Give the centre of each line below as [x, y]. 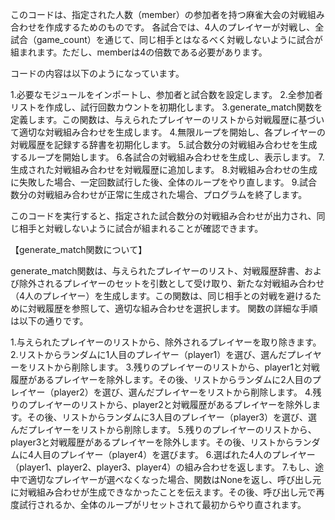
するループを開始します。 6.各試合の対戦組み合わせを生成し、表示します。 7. [167, 157]
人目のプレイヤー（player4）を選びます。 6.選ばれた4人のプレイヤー [174, 454]
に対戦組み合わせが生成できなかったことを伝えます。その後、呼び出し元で [163, 492]
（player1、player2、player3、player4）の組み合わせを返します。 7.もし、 [163, 467]
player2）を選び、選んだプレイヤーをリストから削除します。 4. [183, 392]
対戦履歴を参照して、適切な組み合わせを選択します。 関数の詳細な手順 [172, 308]
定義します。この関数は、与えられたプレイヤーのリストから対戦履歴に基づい [167, 119]
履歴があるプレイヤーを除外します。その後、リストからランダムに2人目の [161, 379]
